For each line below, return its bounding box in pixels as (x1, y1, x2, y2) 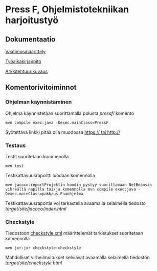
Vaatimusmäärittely (5, 49, 46, 54)
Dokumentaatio (5, 35, 56, 44)
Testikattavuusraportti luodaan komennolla (5, 172, 96, 178)
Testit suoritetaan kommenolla (5, 153, 69, 159)
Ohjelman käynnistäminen (5, 98, 72, 106)
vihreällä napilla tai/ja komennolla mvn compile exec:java (5, 186, 137, 192)
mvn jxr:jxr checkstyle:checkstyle (5, 245, 81, 251)
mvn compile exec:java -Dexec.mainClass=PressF (5, 120, 109, 125)
